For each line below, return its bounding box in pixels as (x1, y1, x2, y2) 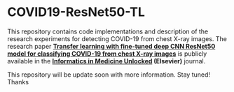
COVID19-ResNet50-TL (7, 4, 145, 20)
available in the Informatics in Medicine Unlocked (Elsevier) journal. (7, 56, 206, 65)
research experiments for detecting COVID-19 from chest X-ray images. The (7, 34, 228, 43)
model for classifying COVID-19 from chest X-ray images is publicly (7, 49, 207, 58)
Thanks (7, 77, 29, 86)
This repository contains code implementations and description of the (7, 27, 209, 36)
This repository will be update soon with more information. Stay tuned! (7, 70, 211, 79)
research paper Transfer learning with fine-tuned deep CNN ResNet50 (7, 42, 216, 50)
